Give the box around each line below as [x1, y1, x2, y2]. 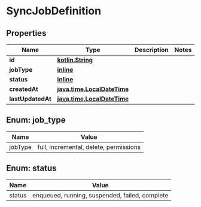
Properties [6, 28, 47, 38]
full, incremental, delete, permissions [37, 142, 141, 151]
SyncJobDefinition [6, 4, 102, 18]
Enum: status [6, 163, 57, 173]
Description [134, 46, 169, 54]
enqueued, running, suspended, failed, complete [32, 191, 169, 199]
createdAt [9, 85, 39, 93]
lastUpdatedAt [9, 95, 52, 103]
